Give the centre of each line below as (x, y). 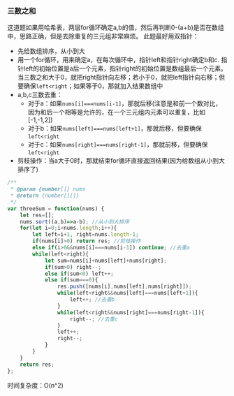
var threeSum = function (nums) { (56, 208)
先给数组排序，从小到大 (51, 51)
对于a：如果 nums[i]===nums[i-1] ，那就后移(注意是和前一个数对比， (125, 103)
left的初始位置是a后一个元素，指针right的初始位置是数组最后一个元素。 (125, 68)
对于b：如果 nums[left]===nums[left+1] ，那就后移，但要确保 (115, 129)
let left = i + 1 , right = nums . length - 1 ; (86, 235)
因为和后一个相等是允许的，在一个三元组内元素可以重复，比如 (117, 112)
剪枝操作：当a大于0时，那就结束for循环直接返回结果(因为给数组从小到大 (121, 161)
